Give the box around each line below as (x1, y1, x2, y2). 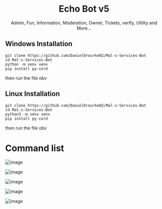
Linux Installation (5, 89, 60, 98)
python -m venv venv (5, 62, 48, 67)
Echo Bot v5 (58, 3, 109, 15)
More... (76, 25, 91, 31)
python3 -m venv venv (5, 112, 50, 117)
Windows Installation (5, 40, 72, 48)
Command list (5, 142, 64, 154)
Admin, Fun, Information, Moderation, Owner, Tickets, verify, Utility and (10, 20, 157, 26)
